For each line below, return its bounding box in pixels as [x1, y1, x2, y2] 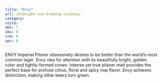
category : [5, 16, 25, 21]
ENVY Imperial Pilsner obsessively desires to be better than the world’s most [5, 52, 158, 57]
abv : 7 [5, 25, 18, 30]
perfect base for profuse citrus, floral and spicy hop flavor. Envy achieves [5, 67, 151, 73]
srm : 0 [5, 34, 18, 39]
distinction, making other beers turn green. [5, 72, 90, 78]
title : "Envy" [5, 7, 34, 12]
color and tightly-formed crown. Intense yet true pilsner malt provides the [5, 62, 151, 68]
